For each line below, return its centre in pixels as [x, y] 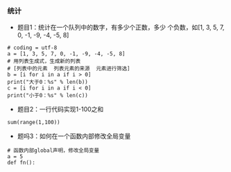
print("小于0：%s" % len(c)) [48, 96]
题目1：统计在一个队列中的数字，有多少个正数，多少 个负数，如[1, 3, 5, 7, [121, 27]
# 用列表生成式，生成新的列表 [44, 61]
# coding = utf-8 [32, 48]
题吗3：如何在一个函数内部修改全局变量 [74, 136]
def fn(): [22, 163]
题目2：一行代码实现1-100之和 [60, 110]
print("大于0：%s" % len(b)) [48, 82]
